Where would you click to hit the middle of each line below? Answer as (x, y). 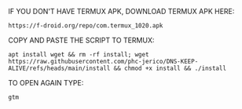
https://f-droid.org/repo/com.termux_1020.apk (86, 26)
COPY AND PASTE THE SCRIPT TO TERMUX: (81, 40)
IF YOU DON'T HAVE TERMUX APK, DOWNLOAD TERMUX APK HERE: (121, 11)
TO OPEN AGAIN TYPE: (46, 83)
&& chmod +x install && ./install (170, 68)
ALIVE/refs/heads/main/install (59, 68)
